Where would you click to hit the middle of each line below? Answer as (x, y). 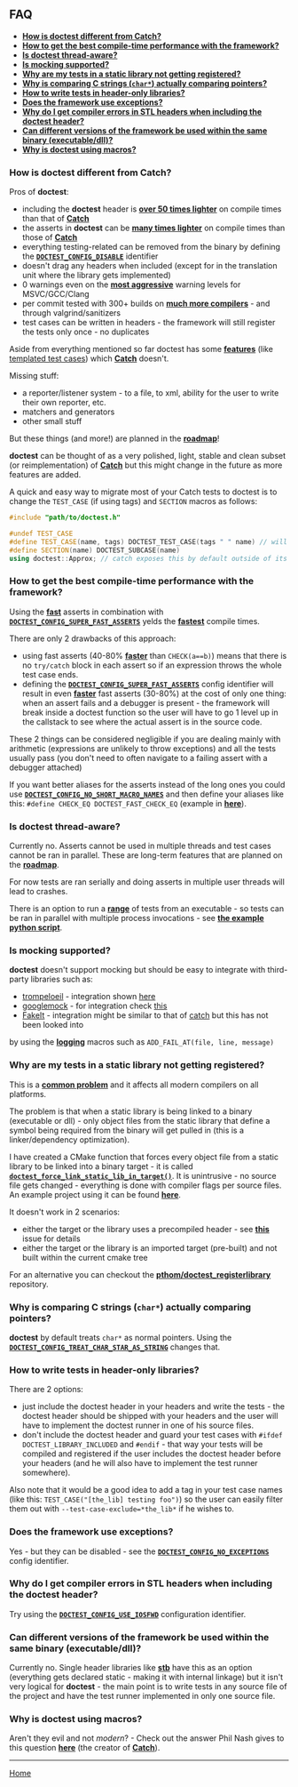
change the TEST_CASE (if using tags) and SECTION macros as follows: (133, 501)
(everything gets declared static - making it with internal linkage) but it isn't (146, 1677)
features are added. (45, 475)
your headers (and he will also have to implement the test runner (140, 1463)
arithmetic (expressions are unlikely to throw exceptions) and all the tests (143, 748)
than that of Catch (55, 219)
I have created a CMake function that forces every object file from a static (144, 1157)
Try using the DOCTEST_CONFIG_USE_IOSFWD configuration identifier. (128, 1614)
